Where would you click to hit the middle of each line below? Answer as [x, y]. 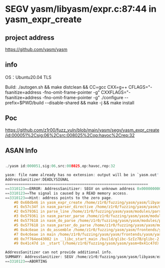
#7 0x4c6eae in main [35, 234]
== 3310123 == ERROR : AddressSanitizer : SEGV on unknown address [70, 188]
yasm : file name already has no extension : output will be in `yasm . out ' [82, 175]
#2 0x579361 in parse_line [41, 212]
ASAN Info [21, 151]
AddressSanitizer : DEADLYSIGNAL [37, 180]
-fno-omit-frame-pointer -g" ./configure [83, 97]
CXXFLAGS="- [116, 92]
